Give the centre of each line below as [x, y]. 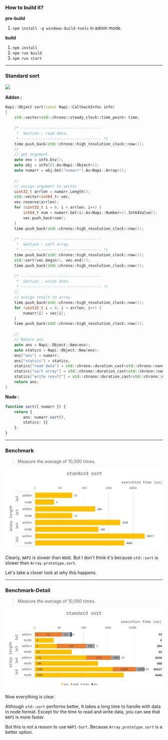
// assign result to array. [43, 297]
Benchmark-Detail [28, 590]
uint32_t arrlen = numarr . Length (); [52, 192]
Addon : [14, 97]
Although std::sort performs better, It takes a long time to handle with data [83, 706]
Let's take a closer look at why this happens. [51, 573]
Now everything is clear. [30, 697]
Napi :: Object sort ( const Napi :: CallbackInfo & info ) [60, 107]
